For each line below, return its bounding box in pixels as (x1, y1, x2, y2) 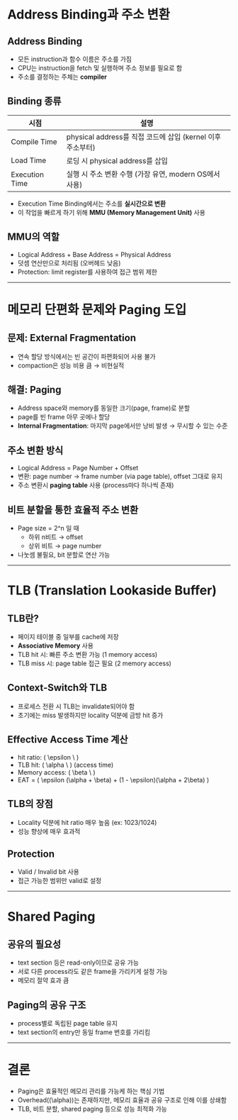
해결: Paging (7, 384, 62, 396)
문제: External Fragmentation (7, 332, 137, 344)
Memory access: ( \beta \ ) (17, 767, 96, 777)
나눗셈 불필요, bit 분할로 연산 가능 (17, 550, 110, 559)
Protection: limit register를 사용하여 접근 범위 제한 (17, 267, 158, 276)
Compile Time (11, 136, 58, 146)
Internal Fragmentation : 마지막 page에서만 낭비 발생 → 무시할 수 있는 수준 (17, 421, 228, 430)
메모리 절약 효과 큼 (17, 976, 69, 985)
